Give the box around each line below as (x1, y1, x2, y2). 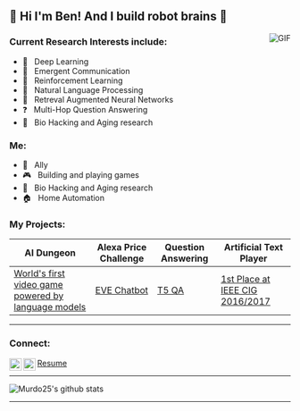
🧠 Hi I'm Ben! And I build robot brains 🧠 (9, 9, 228, 24)
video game (13, 279, 64, 291)
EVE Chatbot (95, 284, 149, 297)
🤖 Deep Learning (21, 55, 89, 67)
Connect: (9, 337, 51, 349)
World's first (13, 267, 65, 280)
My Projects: (9, 218, 66, 231)
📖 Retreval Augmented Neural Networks (21, 94, 174, 105)
